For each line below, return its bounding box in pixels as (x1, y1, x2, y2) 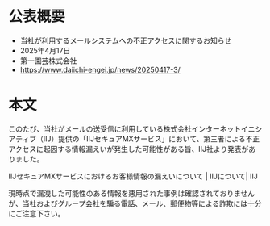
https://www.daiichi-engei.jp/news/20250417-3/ (19, 65, 181, 74)
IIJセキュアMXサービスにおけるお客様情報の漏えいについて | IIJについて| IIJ (8, 171, 258, 181)
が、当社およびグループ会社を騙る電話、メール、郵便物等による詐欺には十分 (8, 199, 262, 208)
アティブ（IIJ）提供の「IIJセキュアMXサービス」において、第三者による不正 (8, 134, 260, 144)
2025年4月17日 (19, 45, 71, 55)
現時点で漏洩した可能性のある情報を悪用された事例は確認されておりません (8, 188, 255, 198)
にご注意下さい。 (8, 208, 65, 218)
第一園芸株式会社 (19, 56, 77, 65)
